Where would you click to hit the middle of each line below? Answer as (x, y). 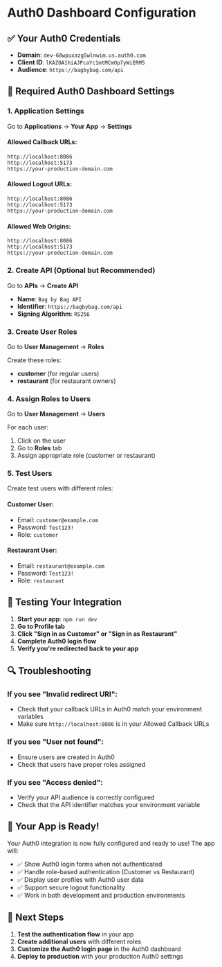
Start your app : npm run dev (57, 619)
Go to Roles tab (39, 448)
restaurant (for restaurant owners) (66, 381)
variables (30, 717)
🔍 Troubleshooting (49, 671)
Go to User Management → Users (56, 414)
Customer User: (30, 504)
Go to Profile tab (41, 626)
